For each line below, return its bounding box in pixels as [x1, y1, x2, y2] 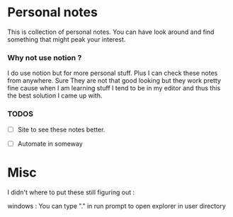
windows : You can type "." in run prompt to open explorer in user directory [7, 201, 227, 210]
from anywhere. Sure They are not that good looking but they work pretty [7, 76, 222, 85]
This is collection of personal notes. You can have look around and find [7, 28, 215, 36]
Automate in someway [17, 139, 83, 148]
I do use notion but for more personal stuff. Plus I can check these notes [7, 69, 218, 78]
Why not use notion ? [7, 52, 82, 62]
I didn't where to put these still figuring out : [7, 188, 135, 197]
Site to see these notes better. [17, 125, 106, 134]
